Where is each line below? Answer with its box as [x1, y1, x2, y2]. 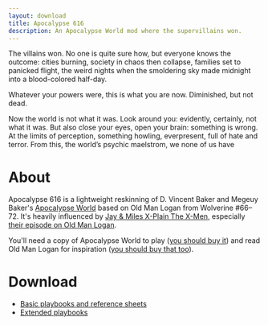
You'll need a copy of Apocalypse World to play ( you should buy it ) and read [8, 236, 261, 245]
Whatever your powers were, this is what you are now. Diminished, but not [8, 90, 254, 100]
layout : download [8, 11, 67, 20]
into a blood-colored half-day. [8, 74, 108, 84]
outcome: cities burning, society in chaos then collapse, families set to [8, 57, 242, 67]
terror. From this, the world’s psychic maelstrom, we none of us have [8, 140, 235, 150]
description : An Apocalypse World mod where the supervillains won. [8, 27, 242, 35]
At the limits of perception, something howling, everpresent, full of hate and [8, 131, 258, 141]
